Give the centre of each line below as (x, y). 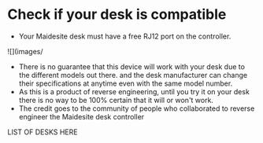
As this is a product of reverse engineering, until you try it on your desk (134, 91)
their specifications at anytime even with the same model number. (126, 83)
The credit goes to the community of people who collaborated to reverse (137, 108)
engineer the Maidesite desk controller (81, 116)
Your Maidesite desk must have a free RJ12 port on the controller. (125, 36)
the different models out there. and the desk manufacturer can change (133, 75)
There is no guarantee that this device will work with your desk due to (132, 66)
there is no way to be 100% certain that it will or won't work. (116, 100)
